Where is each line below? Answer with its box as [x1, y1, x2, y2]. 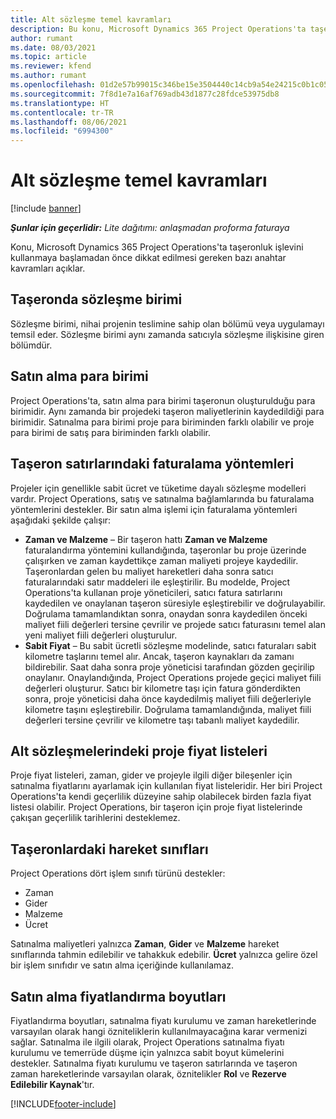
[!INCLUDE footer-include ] [10, 1097, 117, 1110]
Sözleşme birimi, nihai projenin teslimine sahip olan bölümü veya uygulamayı [10, 317, 325, 330]
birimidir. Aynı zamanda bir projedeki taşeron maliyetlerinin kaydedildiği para [10, 405, 325, 417]
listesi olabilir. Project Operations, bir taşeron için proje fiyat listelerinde [10, 801, 303, 813]
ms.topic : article [10, 52, 87, 62]
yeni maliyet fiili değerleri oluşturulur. [24, 629, 178, 641]
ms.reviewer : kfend [10, 61, 92, 71]
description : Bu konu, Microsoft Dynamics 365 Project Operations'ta [10, 24, 307, 34]
